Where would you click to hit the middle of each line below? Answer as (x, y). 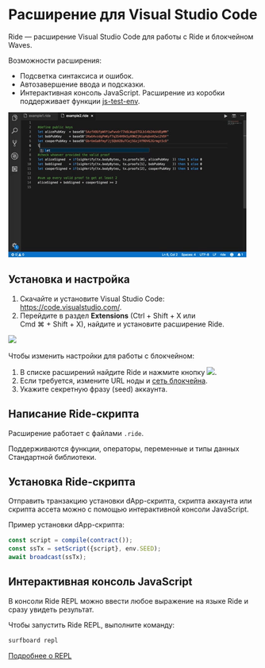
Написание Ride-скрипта (74, 414)
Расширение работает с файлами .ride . (76, 433)
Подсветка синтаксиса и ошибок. (77, 75)
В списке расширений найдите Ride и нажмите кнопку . (118, 372)
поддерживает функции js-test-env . (80, 101)
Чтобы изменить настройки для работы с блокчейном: (102, 356)
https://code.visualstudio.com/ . (71, 307)
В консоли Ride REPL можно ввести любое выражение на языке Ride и (128, 600)
